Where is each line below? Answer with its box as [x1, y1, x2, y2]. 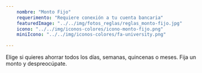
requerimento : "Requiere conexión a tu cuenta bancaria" [16, 15, 164, 21]
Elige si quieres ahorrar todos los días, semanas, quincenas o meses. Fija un [5, 54, 197, 61]
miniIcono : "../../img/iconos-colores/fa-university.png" [16, 32, 166, 38]
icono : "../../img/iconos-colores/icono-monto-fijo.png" [16, 26, 164, 32]
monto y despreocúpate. [5, 60, 67, 68]
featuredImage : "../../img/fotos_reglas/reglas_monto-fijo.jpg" [16, 20, 183, 26]
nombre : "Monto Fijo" [16, 9, 71, 15]
